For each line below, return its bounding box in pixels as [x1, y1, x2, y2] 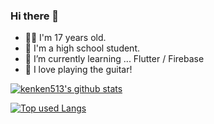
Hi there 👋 [10, 9, 60, 23]
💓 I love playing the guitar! [24, 64, 133, 76]
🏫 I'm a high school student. [24, 42, 140, 54]
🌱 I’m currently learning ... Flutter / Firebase [24, 53, 205, 65]
